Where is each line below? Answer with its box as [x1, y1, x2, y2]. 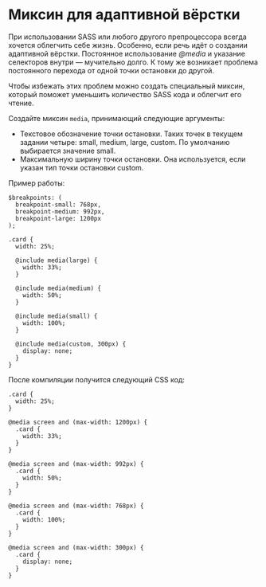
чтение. [8, 98, 34, 108]
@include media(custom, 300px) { [15, 340, 127, 348]
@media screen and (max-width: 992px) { [8, 460, 145, 468]
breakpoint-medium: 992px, [15, 207, 105, 216]
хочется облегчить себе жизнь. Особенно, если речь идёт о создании [8, 40, 248, 49]
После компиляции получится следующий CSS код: [8, 374, 186, 384]
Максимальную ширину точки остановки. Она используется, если [19, 154, 246, 164]
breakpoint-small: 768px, [15, 201, 102, 209]
